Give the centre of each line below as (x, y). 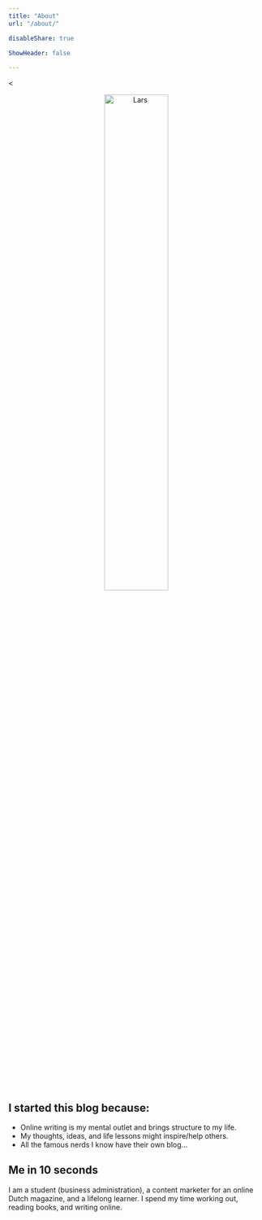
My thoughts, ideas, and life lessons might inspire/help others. (124, 1136)
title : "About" (34, 16)
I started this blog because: (79, 1108)
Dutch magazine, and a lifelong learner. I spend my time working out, (123, 1198)
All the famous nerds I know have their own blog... (104, 1145)
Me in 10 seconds (54, 1170)
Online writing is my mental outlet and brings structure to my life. (128, 1127)
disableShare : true (41, 38)
